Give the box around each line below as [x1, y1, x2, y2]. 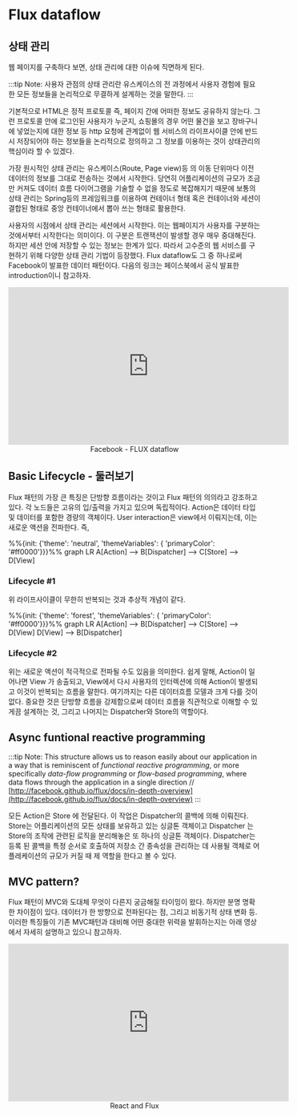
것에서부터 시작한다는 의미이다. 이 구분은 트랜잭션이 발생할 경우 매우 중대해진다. [8, 231, 256, 240]
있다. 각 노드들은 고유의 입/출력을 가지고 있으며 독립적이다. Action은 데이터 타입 [8, 502, 256, 512]
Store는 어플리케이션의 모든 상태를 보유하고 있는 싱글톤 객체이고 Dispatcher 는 [8, 821, 254, 831]
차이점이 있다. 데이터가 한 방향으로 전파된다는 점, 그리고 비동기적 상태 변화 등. [16, 907, 258, 917]
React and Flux [110, 1101, 159, 1111]
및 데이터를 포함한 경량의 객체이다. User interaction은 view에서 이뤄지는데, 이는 [8, 512, 258, 522]
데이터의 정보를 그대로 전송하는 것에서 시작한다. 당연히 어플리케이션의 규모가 [8, 174, 246, 183]
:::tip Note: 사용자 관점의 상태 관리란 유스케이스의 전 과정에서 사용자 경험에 [8, 79, 242, 89]
